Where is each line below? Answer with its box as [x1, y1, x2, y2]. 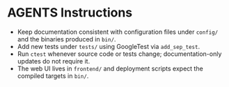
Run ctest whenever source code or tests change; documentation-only [17, 50, 222, 58]
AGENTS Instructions [7, 5, 133, 21]
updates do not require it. [17, 57, 90, 65]
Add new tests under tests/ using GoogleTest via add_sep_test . [17, 42, 200, 50]
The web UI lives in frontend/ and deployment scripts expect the [17, 64, 203, 72]
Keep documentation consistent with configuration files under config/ [17, 28, 219, 36]
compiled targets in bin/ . [17, 71, 89, 80]
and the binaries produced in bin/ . [17, 35, 116, 43]
